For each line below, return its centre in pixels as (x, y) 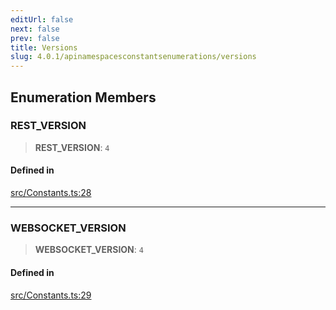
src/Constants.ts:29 (51, 295)
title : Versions (44, 47)
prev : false (35, 38)
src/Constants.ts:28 (51, 193)
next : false (35, 29)
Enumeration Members (83, 97)
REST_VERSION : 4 (72, 147)
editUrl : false (42, 19)
